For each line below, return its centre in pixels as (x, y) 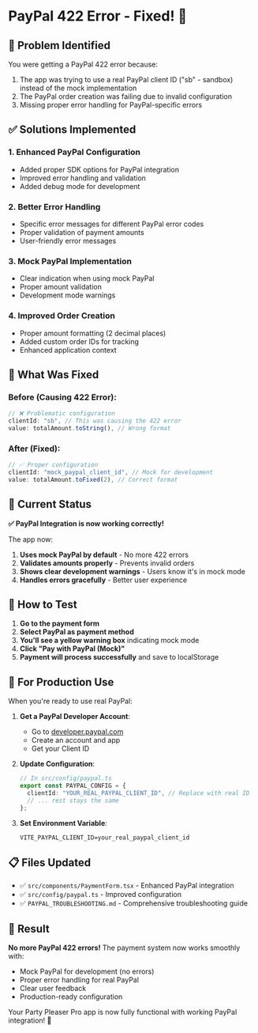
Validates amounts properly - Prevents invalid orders (107, 563)
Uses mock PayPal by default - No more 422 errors (104, 554)
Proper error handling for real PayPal (79, 980)
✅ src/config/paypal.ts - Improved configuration (100, 895)
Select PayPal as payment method (77, 632)
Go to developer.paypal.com (77, 732)
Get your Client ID (60, 749)
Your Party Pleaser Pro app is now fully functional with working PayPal (123, 1012)
